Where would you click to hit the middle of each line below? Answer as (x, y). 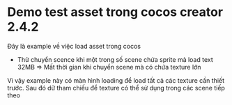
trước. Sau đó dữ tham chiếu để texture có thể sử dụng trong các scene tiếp (116, 88)
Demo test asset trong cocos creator (115, 12)
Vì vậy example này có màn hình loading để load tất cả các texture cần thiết (116, 80)
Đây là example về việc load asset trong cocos (74, 46)
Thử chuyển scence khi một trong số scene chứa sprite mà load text (115, 59)
